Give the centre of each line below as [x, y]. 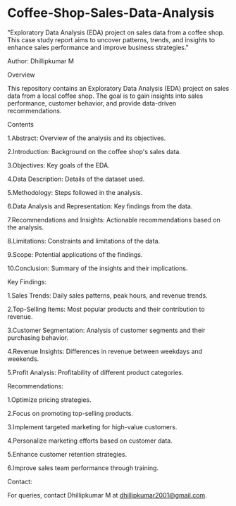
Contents [20, 124]
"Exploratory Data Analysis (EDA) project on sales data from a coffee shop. [116, 32]
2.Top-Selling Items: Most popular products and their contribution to [106, 309]
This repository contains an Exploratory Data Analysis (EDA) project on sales [118, 88]
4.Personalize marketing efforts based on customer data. [90, 441]
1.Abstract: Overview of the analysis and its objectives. [87, 138]
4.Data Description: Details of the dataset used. [76, 179]
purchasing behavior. [38, 337]
